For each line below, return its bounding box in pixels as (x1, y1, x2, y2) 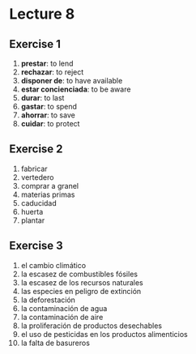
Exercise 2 (9, 143, 63, 156)
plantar (20, 215, 45, 225)
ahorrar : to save (20, 110, 75, 120)
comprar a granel (20, 181, 79, 190)
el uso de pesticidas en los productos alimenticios (20, 329, 189, 339)
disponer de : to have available (20, 76, 123, 85)
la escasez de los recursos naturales (20, 277, 144, 288)
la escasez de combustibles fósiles (20, 269, 138, 279)
